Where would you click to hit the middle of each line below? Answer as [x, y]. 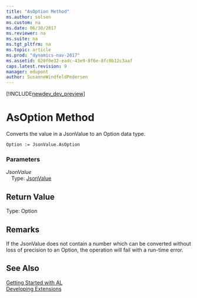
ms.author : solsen [29, 17]
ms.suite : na [22, 39]
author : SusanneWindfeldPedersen [47, 77]
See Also [23, 268]
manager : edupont [27, 72]
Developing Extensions [34, 289]
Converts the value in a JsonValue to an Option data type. [76, 134]
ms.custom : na [24, 22]
